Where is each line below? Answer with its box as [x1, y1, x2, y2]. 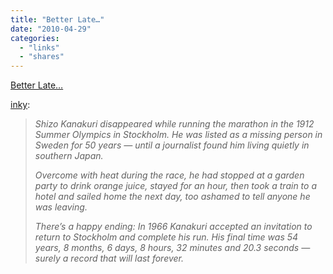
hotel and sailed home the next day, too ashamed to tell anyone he [34, 191, 311, 203]
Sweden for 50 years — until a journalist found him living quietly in [34, 139, 310, 151]
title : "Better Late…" [10, 14, 105, 25]
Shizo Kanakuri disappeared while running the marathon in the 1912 [34, 118, 315, 130]
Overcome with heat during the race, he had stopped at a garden [34, 169, 305, 181]
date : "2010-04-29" [10, 24, 92, 34]
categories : [10, 33, 60, 43]
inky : [10, 99, 31, 111]
